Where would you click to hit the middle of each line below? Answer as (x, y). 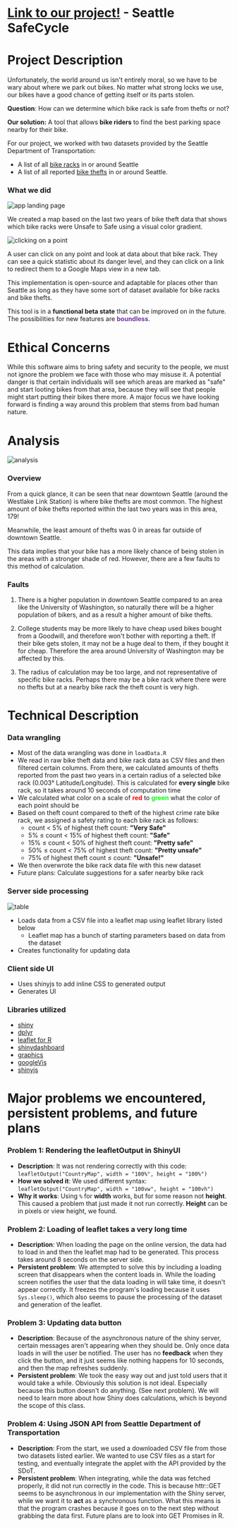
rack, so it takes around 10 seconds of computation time (99, 790)
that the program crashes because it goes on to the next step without (118, 1508)
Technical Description (73, 716)
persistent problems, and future (103, 1113)
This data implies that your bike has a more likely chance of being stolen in (116, 551)
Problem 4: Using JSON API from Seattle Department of (104, 1424)
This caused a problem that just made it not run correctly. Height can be (122, 1203)
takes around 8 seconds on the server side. (81, 1260)
